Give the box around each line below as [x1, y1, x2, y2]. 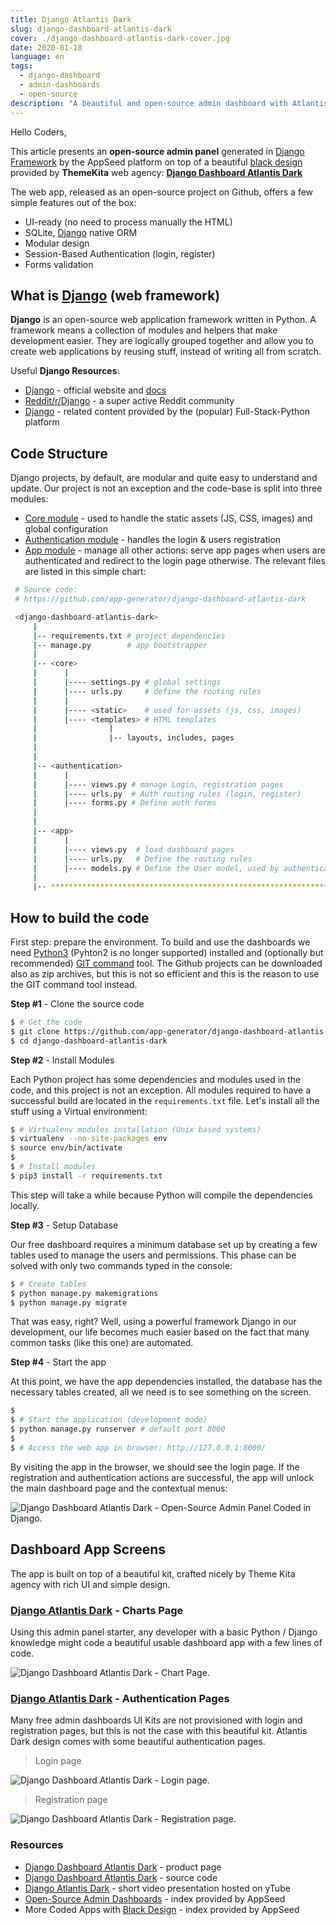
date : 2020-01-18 [10, 42, 83, 53]
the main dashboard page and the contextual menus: [10, 1482, 228, 1494]
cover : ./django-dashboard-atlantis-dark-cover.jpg [10, 33, 230, 43]
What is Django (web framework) [10, 287, 221, 304]
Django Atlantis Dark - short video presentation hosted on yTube [24, 1882, 291, 1894]
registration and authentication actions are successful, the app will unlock [10, 1471, 315, 1483]
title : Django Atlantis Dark [10, 14, 132, 25]
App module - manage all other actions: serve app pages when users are [24, 544, 326, 556]
